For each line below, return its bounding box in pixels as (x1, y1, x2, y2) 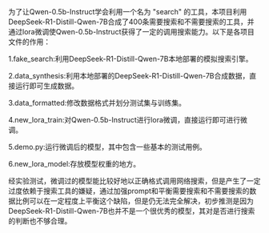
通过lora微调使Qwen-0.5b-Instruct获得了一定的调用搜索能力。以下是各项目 (8, 27, 255, 36)
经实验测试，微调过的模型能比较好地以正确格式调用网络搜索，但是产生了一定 (8, 176, 261, 186)
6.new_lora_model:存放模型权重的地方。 (8, 159, 141, 168)
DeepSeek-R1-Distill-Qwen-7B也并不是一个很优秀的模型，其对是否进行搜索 (8, 207, 255, 215)
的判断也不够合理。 (8, 216, 72, 226)
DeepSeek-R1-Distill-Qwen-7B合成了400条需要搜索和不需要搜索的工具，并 (8, 17, 255, 26)
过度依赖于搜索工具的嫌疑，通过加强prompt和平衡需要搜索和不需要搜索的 (8, 187, 250, 195)
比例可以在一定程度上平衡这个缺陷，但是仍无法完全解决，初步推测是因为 (14, 196, 254, 206)
